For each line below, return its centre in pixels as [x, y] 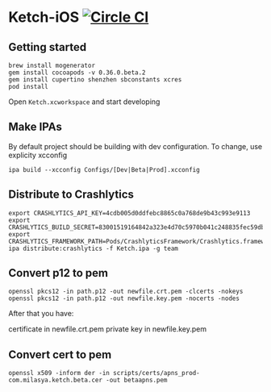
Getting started [48, 47]
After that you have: [41, 314]
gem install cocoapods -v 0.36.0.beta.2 [77, 73]
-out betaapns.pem [137, 380]
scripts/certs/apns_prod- [156, 373]
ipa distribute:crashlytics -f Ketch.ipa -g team [94, 248]
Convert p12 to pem [58, 273]
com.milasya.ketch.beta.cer [56, 380]
